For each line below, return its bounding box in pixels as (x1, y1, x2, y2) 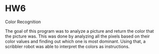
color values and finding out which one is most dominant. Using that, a (5, 38, 146, 44)
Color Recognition (5, 19, 41, 25)
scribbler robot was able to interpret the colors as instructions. (5, 43, 130, 49)
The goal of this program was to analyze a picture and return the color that (5, 28, 154, 34)
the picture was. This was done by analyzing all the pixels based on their (5, 33, 150, 39)
